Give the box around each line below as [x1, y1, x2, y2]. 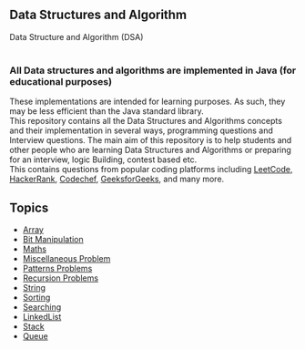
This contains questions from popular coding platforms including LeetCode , [9, 164, 293, 175]
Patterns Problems [22, 262, 93, 273]
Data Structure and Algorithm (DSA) [9, 31, 144, 42]
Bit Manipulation [22, 233, 84, 244]
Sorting [22, 292, 51, 303]
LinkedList [22, 311, 62, 322]
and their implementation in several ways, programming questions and [9, 125, 273, 136]
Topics [9, 200, 49, 215]
